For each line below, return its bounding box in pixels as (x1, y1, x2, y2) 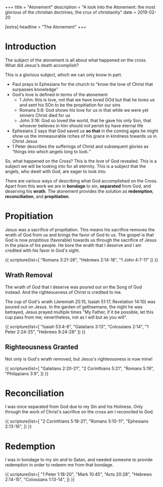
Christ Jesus (12, 138, 38, 144)
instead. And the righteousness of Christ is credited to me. (5, 289, 123, 295)
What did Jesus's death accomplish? (5, 62, 79, 68)
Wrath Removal (5, 271, 53, 280)
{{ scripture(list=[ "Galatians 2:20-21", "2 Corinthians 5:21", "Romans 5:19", (5, 365, 154, 371)
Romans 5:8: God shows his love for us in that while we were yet (19, 107, 149, 113)
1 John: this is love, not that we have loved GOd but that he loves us (19, 97, 155, 102)
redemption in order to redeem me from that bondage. (5, 462, 114, 468)
